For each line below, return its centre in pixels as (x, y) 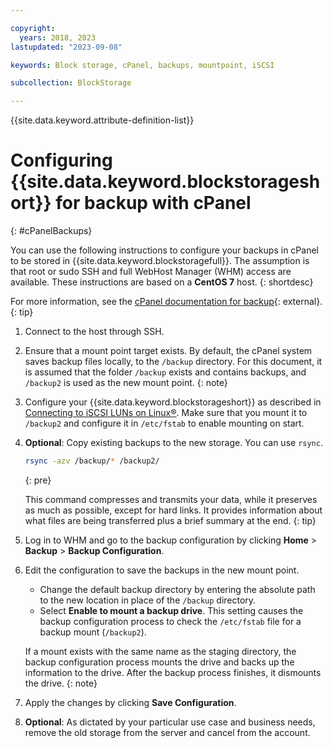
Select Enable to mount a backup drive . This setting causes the (171, 610)
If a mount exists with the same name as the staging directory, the (160, 651)
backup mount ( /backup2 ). (93, 632)
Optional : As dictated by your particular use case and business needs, (170, 722)
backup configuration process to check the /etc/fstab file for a (170, 621)
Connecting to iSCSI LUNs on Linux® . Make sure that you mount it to (166, 413)
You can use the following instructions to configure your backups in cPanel (164, 250)
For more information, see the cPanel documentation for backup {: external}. (166, 302)
